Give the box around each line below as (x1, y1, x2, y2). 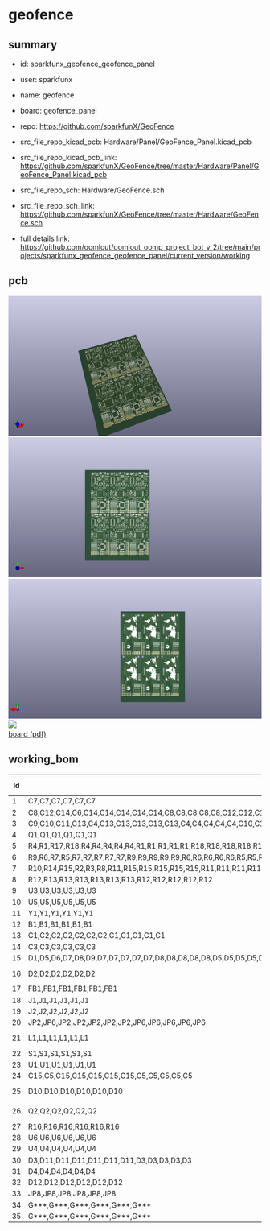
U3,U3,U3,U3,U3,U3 (27, 886, 96, 895)
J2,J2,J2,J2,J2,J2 (27, 1006, 90, 1016)
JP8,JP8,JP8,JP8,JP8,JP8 (27, 1189, 117, 1199)
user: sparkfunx (19, 75, 73, 84)
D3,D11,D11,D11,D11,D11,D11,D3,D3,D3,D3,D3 (27, 1155, 193, 1165)
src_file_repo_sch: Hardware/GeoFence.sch (19, 185, 165, 195)
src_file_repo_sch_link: (19, 201, 95, 210)
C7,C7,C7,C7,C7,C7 (27, 796, 96, 806)
